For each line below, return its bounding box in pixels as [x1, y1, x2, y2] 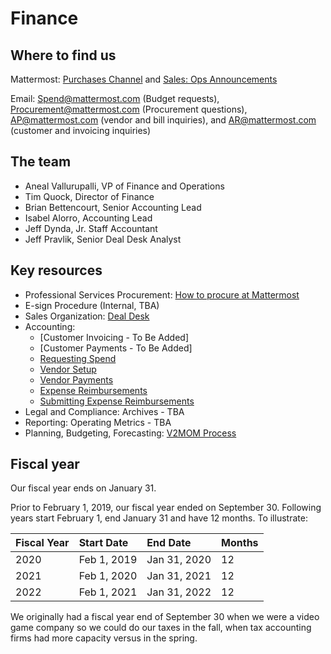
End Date [146, 536, 192, 550]
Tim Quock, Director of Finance [24, 190, 155, 202]
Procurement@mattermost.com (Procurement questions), [10, 103, 248, 115]
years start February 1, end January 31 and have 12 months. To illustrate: [10, 512, 308, 524]
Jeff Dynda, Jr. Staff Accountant [24, 222, 158, 234]
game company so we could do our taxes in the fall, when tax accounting [10, 622, 312, 634]
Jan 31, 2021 [146, 569, 212, 583]
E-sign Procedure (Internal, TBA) [24, 299, 160, 311]
